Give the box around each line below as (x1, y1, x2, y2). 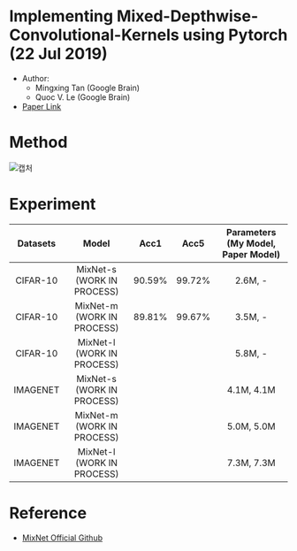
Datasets (17, 237, 57, 249)
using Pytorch (182, 25, 288, 45)
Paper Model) (222, 248, 281, 260)
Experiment (9, 195, 96, 214)
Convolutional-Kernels (9, 25, 179, 45)
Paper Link (21, 101, 62, 111)
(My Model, (226, 237, 277, 249)
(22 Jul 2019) (9, 44, 108, 64)
